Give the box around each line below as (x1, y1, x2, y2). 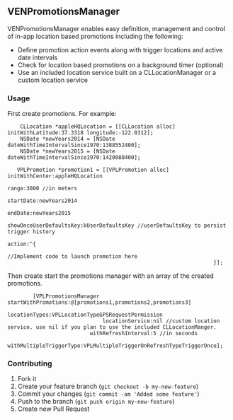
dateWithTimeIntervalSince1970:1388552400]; (7, 141, 141, 149)
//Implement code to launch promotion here (7, 253, 138, 260)
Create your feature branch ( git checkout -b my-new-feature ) (17, 382, 199, 391)
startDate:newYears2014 (7, 197, 78, 204)
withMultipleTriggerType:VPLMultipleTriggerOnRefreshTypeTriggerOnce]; (7, 342, 223, 349)
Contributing (7, 358, 52, 368)
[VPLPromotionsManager (33, 293, 100, 300)
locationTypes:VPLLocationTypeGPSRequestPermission (7, 311, 163, 319)
